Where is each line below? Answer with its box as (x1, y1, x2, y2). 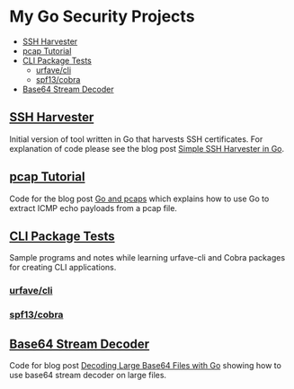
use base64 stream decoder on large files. (9, 370, 167, 381)
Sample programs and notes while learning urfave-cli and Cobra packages (9, 252, 286, 263)
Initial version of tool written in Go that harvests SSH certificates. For (9, 133, 263, 145)
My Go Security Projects (9, 6, 195, 27)
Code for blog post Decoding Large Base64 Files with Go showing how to (9, 360, 281, 371)
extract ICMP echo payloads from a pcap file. (9, 202, 178, 213)
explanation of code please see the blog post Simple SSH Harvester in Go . (9, 143, 285, 154)
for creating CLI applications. (9, 262, 117, 273)
